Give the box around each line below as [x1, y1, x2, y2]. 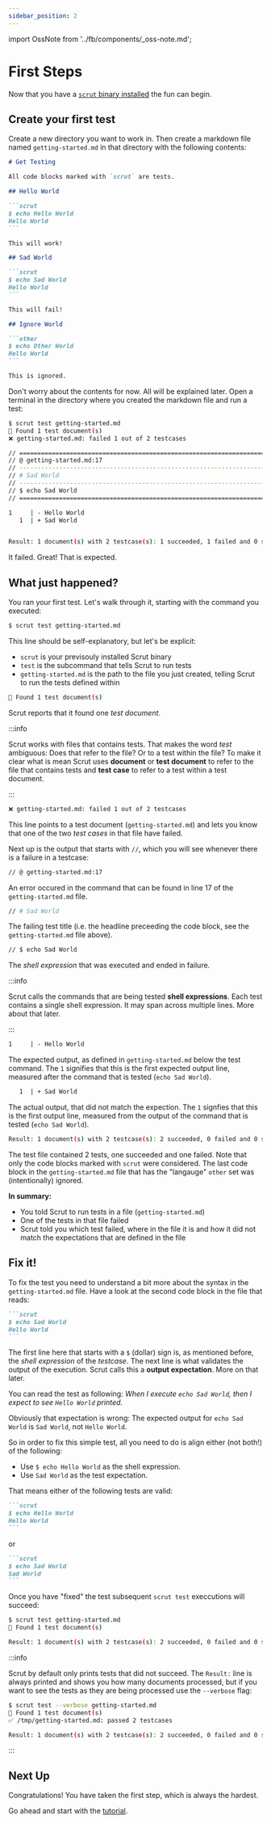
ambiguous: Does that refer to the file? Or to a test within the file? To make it [8, 747, 261, 757]
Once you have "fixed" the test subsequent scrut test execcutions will [8, 1592, 245, 1601]
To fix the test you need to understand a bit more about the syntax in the [8, 1277, 249, 1287]
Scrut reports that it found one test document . [8, 708, 161, 717]
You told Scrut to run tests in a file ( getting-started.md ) [19, 1207, 206, 1216]
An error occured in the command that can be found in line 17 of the [8, 882, 234, 892]
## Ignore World [8, 320, 63, 328]
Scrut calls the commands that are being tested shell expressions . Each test [8, 992, 263, 1001]
